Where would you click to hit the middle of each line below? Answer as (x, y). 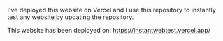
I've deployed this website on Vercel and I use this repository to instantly (112, 10)
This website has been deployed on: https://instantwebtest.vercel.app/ (109, 30)
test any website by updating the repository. (71, 17)
